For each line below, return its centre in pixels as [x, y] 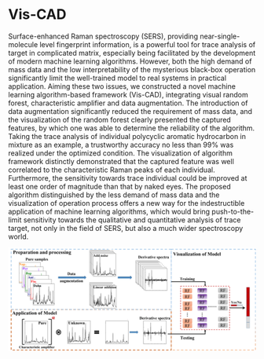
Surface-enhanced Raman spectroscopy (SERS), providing [103, 36]
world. [18, 236]
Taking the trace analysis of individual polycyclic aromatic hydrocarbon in [127, 136]
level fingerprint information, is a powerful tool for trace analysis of [147, 44]
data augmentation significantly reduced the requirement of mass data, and [130, 111]
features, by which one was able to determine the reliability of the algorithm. [132, 128]
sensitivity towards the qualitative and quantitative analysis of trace [132, 220]
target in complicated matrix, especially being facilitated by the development [132, 53]
